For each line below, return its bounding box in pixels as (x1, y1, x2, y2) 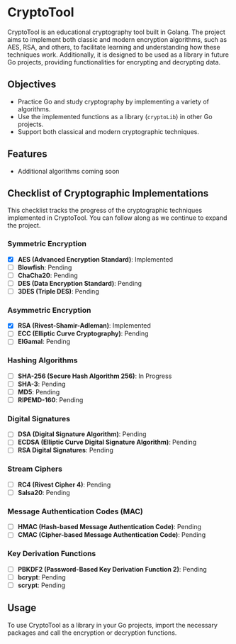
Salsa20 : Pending (17, 488, 71, 496)
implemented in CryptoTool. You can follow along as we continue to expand (7, 213, 227, 222)
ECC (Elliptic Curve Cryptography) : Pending (17, 329, 149, 338)
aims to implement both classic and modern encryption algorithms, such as (7, 35, 227, 43)
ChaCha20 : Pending (17, 271, 78, 279)
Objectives (7, 79, 57, 91)
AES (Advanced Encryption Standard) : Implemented (17, 255, 174, 263)
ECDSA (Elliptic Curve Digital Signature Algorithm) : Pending (17, 438, 197, 447)
